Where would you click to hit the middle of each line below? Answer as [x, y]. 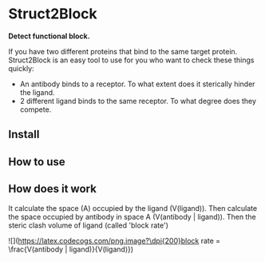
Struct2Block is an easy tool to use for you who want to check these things [131, 60]
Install [24, 135]
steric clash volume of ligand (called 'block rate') [89, 225]
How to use [37, 162]
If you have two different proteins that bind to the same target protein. [123, 51]
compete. [36, 109]
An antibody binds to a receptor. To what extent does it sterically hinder [137, 84]
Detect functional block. [49, 36]
